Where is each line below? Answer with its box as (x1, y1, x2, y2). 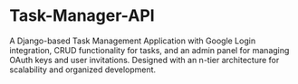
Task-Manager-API (9, 5, 156, 26)
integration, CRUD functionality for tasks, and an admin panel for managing (9, 44, 290, 55)
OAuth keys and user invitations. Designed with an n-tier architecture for (9, 54, 280, 65)
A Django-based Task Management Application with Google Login (9, 35, 256, 46)
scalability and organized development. (9, 64, 157, 75)
